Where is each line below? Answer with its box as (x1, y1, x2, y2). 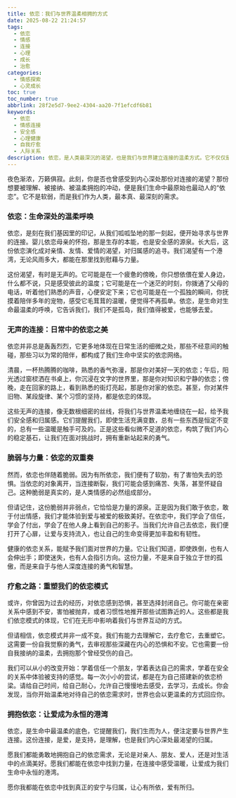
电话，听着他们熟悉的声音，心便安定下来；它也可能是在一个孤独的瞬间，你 (7, 288, 223, 297)
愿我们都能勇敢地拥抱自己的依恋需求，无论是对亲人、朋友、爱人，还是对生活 (7, 751, 229, 759)
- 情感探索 (13, 75, 41, 83)
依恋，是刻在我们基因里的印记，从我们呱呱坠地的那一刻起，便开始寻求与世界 (7, 229, 229, 237)
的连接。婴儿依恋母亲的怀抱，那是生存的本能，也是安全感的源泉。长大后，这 (7, 237, 229, 247)
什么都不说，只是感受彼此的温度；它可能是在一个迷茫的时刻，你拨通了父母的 (7, 279, 229, 287)
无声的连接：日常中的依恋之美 (7, 325, 109, 335)
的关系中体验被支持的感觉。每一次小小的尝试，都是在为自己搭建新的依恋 (7, 673, 216, 681)
